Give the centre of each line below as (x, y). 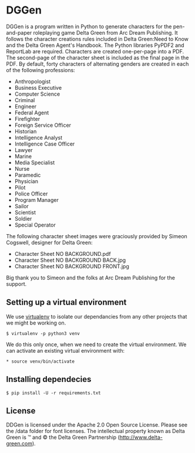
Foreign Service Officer (43, 125)
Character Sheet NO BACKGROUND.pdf (63, 253)
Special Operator (35, 225)
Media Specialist (35, 163)
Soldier (23, 218)
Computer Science (37, 94)
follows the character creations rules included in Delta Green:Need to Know (97, 39)
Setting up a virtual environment (66, 302)
